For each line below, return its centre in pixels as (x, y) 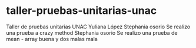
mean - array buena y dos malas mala (52, 39)
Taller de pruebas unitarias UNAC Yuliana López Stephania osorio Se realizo (98, 27)
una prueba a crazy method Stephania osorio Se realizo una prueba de (92, 32)
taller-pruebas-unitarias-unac (82, 11)
